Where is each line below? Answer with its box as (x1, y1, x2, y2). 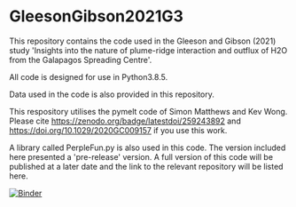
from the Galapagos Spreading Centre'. (9, 54, 152, 65)
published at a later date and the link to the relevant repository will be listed (9, 161, 284, 171)
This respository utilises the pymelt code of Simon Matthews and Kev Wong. (9, 106, 288, 116)
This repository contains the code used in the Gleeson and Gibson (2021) (9, 36, 277, 46)
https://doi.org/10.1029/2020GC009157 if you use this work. (9, 124, 228, 135)
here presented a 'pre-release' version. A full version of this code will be (9, 151, 273, 162)
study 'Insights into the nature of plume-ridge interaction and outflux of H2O (9, 44, 288, 55)
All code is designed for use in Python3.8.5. (9, 71, 168, 82)
